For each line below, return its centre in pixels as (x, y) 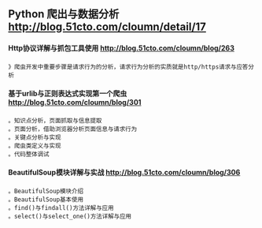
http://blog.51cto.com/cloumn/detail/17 (107, 27)
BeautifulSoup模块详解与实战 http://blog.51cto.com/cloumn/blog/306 (124, 173)
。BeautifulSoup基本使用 (46, 200)
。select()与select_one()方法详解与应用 (70, 216)
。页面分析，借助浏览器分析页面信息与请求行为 (73, 129)
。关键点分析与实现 (35, 137)
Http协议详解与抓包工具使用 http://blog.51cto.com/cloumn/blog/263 (121, 48)
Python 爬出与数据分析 (64, 14)
